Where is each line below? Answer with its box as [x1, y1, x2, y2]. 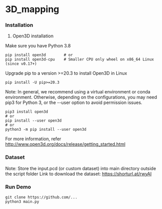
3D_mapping [5, 4, 59, 15]
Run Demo [5, 183, 31, 190]
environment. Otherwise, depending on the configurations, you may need [5, 94, 157, 100]
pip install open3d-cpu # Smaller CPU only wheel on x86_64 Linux [5, 57, 154, 62]
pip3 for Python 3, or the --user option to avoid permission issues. [5, 99, 142, 106]
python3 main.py [5, 199, 39, 204]
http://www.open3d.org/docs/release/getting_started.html [5, 141, 126, 147]
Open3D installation [12, 33, 54, 39]
